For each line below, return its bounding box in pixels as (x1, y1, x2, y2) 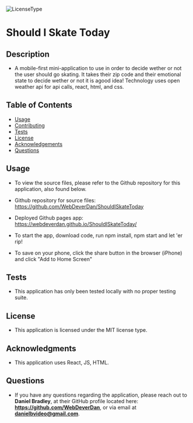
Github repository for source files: (14, 196, 96, 204)
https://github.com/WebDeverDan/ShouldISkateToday (14, 203, 144, 210)
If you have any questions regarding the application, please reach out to (14, 391, 188, 398)
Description (6, 49, 50, 59)
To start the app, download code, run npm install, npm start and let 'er (14, 231, 183, 239)
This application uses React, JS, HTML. (14, 359, 109, 366)
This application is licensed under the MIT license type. (14, 327, 148, 334)
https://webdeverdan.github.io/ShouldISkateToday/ (14, 220, 137, 227)
